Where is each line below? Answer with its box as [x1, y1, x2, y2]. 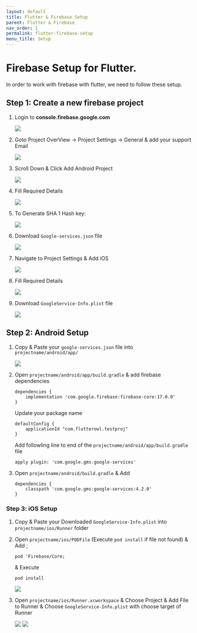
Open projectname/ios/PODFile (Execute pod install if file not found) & [14, 536, 188, 543]
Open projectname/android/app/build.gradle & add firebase [14, 371, 161, 378]
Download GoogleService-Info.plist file [14, 299, 113, 306]
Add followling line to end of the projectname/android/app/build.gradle [14, 441, 188, 449]
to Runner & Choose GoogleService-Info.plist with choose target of [14, 602, 181, 610]
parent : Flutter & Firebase [6, 19, 75, 25]
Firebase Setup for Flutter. [6, 61, 137, 75]
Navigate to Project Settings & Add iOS [14, 255, 109, 262]
